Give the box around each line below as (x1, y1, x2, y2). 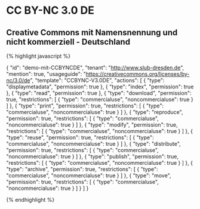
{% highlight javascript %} (6, 53, 71, 60)
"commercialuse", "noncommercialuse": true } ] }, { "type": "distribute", (6, 140, 181, 147)
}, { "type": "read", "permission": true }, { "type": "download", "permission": (6, 90, 192, 96)
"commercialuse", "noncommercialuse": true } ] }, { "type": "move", (6, 172, 171, 179)
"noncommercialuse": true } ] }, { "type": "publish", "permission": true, (6, 153, 179, 160)
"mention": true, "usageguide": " (6, 70, 87, 78)
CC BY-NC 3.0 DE (6, 4, 94, 17)
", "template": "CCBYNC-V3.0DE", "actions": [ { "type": (29, 77, 165, 84)
